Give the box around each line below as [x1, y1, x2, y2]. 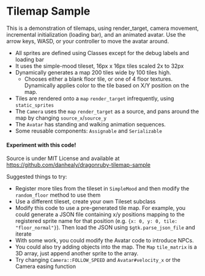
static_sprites [15, 102, 54, 108]
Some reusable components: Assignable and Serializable [15, 127, 162, 134]
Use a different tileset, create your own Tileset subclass [15, 198, 156, 205]
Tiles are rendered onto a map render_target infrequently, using [15, 95, 174, 102]
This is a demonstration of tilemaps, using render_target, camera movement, [6, 24, 199, 32]
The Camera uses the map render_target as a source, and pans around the [15, 107, 199, 115]
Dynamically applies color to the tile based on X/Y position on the [24, 81, 190, 89]
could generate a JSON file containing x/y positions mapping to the [15, 211, 185, 218]
